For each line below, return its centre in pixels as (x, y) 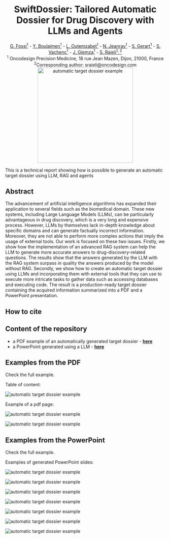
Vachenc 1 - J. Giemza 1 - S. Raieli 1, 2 (85, 52)
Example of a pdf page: (30, 404)
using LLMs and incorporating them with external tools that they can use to (84, 274)
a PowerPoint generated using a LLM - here (58, 347)
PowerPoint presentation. (32, 296)
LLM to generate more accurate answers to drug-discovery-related (75, 252)
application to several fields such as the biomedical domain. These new (80, 209)
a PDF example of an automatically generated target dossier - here (82, 341)
